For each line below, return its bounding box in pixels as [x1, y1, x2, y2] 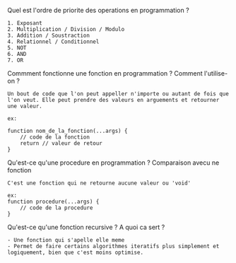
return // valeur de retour [20, 140, 102, 147]
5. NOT [7, 45, 27, 52]
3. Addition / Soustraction [7, 32, 90, 39]
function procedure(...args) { [7, 198, 100, 205]
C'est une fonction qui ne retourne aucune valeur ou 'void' [7, 180, 191, 187]
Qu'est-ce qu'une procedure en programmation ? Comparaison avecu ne [7, 158, 220, 167]
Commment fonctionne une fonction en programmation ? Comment [7, 69, 203, 77]
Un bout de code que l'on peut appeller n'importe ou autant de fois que [7, 90, 230, 98]
